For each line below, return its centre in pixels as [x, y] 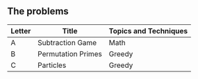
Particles [52, 65]
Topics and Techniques [148, 30]
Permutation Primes [70, 53]
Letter [21, 30]
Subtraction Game [67, 42]
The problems [38, 11]
